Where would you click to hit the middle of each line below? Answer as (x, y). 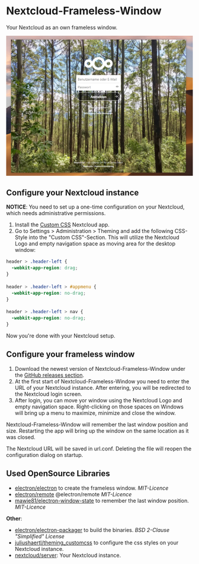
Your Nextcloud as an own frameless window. (62, 27)
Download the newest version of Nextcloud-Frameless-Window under (100, 368)
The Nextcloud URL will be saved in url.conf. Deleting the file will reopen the (99, 448)
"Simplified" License (40, 536)
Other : (14, 518)
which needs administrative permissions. (56, 213)
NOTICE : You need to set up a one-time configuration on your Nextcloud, (95, 207)
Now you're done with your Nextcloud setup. (61, 335)
